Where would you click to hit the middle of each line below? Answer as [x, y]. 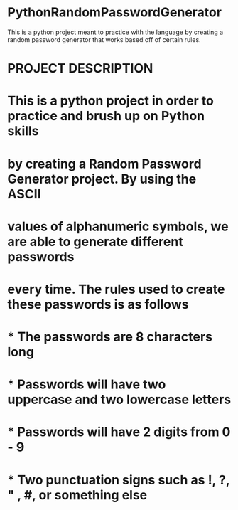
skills [23, 131]
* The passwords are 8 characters [110, 337]
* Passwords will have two [87, 384]
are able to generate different [95, 241]
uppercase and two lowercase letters [119, 400]
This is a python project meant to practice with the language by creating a [115, 32]
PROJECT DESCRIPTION [80, 69]
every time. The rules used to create [116, 289]
